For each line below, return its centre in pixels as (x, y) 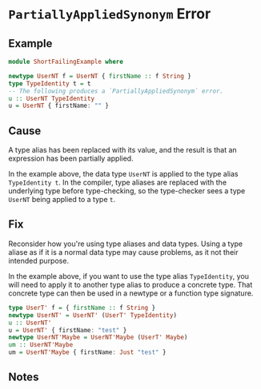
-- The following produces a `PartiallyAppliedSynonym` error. (116, 91)
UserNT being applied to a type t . (62, 200)
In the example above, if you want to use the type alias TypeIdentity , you (129, 276)
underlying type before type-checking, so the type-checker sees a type (127, 191)
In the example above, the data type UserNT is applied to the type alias (123, 174)
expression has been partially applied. (71, 159)
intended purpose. (39, 260)
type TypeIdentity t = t (50, 83)
